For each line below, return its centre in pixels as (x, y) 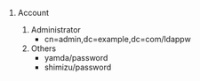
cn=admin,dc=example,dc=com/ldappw (117, 39)
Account (33, 13)
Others (43, 48)
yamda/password (76, 58)
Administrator (56, 29)
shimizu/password (78, 67)
